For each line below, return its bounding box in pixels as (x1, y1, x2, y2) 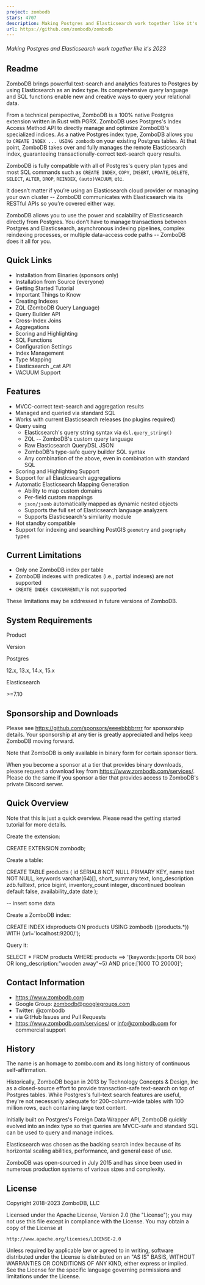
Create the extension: (6, 833, 61, 840)
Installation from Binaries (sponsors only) (15, 271, 119, 278)
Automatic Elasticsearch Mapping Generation (15, 480, 129, 488)
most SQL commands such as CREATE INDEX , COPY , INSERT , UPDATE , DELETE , (6, 168, 190, 176)
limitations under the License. (6, 1273, 81, 1280)
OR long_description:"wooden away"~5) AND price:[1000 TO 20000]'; (6, 960, 183, 967)
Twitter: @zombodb (15, 1007, 65, 1014)
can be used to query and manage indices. (6, 1129, 114, 1136)
